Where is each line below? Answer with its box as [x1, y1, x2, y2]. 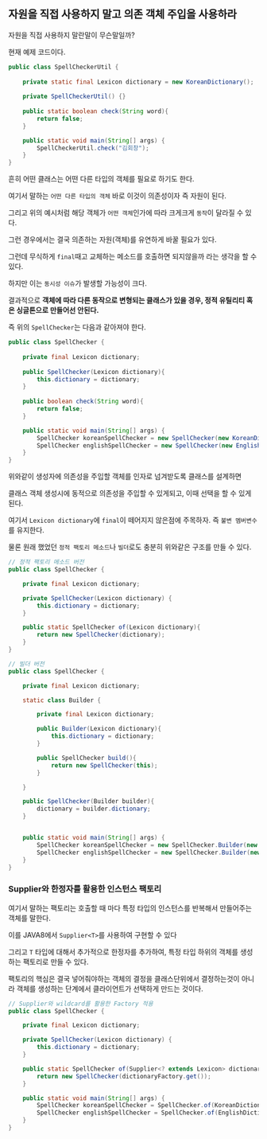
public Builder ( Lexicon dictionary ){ [37, 725, 161, 733]
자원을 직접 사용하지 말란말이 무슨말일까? [8, 30, 135, 40]
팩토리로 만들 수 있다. [22, 957, 89, 966]
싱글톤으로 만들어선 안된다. [16, 306, 99, 315]
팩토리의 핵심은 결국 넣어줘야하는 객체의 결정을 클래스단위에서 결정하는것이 [8, 973, 240, 983]
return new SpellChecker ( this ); [50, 761, 158, 770]
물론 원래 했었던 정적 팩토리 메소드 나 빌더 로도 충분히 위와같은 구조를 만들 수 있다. [8, 542, 252, 552]
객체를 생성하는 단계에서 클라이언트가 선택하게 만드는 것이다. [16, 984, 204, 993]
